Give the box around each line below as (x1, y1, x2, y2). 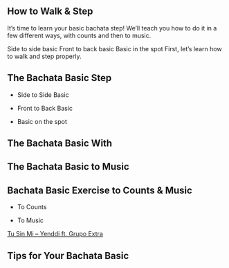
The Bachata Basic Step (7, 72, 112, 84)
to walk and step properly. (7, 52, 82, 60)
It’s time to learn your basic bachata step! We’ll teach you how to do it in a (7, 24, 217, 32)
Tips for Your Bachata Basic (7, 249, 129, 262)
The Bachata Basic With (7, 138, 113, 150)
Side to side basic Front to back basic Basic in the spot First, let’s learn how (7, 44, 223, 53)
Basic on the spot (17, 117, 68, 125)
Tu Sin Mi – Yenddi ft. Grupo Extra (7, 230, 104, 238)
